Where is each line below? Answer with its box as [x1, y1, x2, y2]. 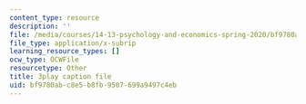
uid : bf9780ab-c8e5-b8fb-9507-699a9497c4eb [9, 80, 178, 90]
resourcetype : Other [9, 64, 88, 73]
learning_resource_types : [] [9, 47, 120, 56]
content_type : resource [9, 13, 100, 23]
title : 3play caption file [9, 72, 112, 81]
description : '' [9, 22, 71, 31]
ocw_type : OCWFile [9, 55, 79, 64]
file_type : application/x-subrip [9, 38, 137, 48]
